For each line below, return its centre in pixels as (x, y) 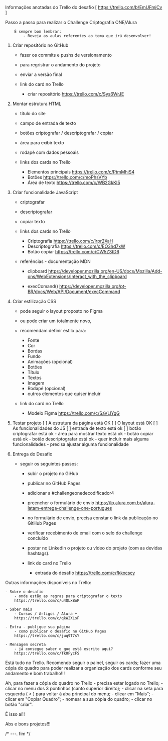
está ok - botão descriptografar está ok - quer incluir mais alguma (80, 439)
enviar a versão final (41, 74)
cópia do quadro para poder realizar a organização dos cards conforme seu (83, 668)
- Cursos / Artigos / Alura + (46, 614)
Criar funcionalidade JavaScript (45, 192)
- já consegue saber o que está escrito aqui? (64, 649)
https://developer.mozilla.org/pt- (93, 286)
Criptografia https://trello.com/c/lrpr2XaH (70, 241)
